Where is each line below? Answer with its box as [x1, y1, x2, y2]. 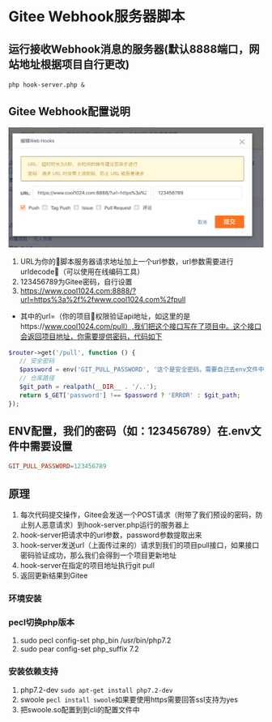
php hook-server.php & [8, 81, 85, 89]
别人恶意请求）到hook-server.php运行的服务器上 [27, 520, 189, 530]
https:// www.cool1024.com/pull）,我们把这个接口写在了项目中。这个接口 [19, 321, 261, 331]
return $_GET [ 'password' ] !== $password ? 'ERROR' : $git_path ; [19, 391, 241, 399]
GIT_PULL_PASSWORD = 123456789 [8, 463, 107, 471]
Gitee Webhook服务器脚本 [8, 7, 185, 26]
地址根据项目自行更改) [19, 58, 130, 71]
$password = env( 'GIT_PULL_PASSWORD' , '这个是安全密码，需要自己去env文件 [19, 365, 259, 374]
